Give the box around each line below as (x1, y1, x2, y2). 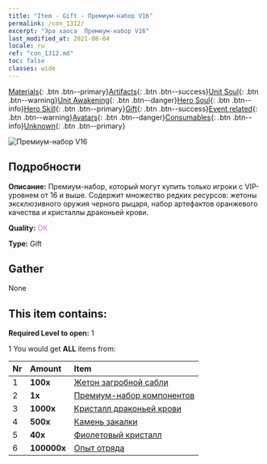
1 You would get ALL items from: (8, 344, 116, 354)
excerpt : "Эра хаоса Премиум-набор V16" (8, 27, 150, 35)
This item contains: (8, 306, 107, 320)
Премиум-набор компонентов (73, 390, 195, 401)
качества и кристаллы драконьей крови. (8, 207, 149, 217)
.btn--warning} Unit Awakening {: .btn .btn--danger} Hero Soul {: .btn (8, 95, 231, 105)
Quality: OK (8, 223, 48, 233)
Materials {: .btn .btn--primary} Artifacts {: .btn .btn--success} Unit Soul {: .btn (8, 86, 260, 96)
